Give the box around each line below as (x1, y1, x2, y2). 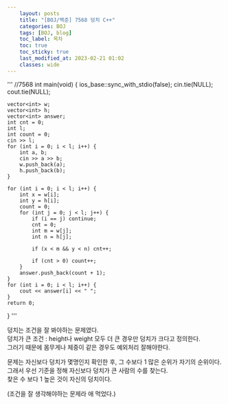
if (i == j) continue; (32, 215, 97, 222)
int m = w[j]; (32, 227, 72, 234)
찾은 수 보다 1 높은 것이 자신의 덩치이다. (7, 374, 112, 383)
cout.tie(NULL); (7, 87, 51, 96)
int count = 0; (7, 131, 51, 138)
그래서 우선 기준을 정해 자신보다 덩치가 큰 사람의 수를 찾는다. (7, 366, 168, 374)
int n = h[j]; (32, 233, 72, 240)
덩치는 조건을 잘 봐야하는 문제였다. (7, 326, 99, 334)
